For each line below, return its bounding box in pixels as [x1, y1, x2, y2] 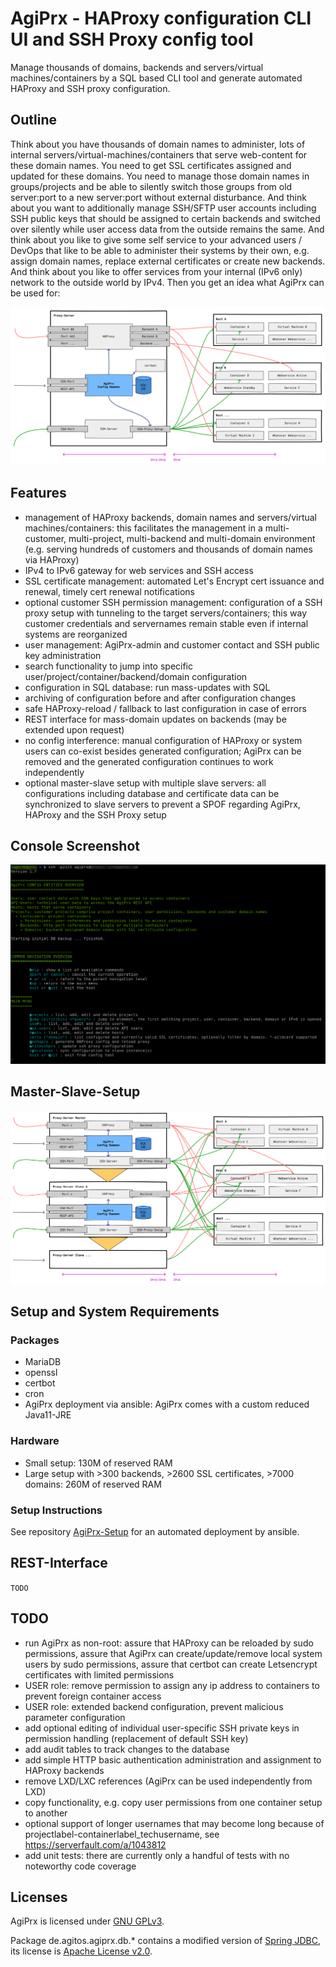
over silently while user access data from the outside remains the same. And [10, 223, 325, 235]
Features [10, 485, 67, 502]
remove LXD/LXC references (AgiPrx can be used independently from [24, 1775, 313, 1787]
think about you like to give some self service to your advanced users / [10, 233, 303, 246]
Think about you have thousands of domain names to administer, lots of [10, 138, 306, 150]
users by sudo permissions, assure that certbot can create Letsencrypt [24, 1658, 318, 1670]
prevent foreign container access [24, 1690, 162, 1702]
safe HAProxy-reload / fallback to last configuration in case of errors [24, 702, 307, 714]
